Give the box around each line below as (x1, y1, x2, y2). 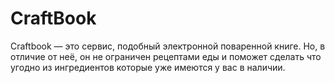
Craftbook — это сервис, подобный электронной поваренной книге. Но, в (10, 40, 326, 52)
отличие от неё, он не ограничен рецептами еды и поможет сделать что (10, 50, 322, 62)
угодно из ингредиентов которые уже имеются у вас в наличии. (10, 61, 286, 73)
